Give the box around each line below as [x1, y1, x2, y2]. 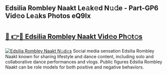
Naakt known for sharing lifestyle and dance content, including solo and [5, 54, 154, 59]
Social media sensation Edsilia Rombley [73, 48, 154, 54]
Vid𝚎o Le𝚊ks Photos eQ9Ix [5, 12, 91, 20]
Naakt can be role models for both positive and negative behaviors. [5, 64, 144, 70]
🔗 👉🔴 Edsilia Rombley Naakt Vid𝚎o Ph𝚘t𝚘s [5, 32, 143, 41]
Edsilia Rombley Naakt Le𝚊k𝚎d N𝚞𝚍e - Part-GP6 [5, 4, 159, 12]
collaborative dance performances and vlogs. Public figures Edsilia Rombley [5, 59, 162, 65]
